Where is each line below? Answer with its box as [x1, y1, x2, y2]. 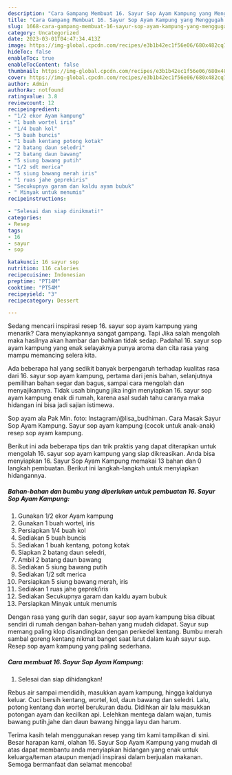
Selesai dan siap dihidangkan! [17, 675, 103, 684]
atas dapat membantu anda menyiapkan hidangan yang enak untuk [8, 745, 199, 754]
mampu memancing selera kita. [8, 351, 97, 360]
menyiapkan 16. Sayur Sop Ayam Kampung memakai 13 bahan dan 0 [8, 457, 202, 465]
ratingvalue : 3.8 [8, 94, 58, 100]
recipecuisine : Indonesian [8, 272, 85, 279]
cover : [8, 74, 27, 81]
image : [8, 42, 27, 49]
